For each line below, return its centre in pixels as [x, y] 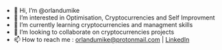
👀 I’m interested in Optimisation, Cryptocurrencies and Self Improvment [114, 18]
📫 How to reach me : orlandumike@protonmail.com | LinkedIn [101, 40]
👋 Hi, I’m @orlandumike [47, 10]
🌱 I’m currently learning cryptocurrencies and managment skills [103, 25]
